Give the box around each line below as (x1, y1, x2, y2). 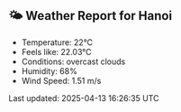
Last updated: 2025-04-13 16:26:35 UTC (8, 92, 159, 103)
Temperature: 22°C (21, 36, 94, 48)
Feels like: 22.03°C (21, 46, 92, 57)
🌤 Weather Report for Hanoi (8, 8, 173, 23)
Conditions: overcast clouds (21, 56, 126, 67)
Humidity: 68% (21, 65, 77, 76)
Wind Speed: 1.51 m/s (21, 75, 102, 86)
